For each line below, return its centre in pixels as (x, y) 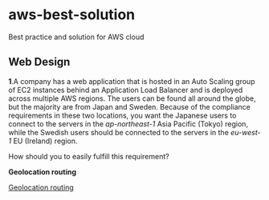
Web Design (39, 62)
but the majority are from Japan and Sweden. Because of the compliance (129, 106)
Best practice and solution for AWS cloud (76, 37)
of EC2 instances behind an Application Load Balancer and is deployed (126, 90)
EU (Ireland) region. (45, 141)
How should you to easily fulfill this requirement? (89, 156)
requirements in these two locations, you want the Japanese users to (122, 115)
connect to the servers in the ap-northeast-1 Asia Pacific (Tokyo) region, (128, 124)
